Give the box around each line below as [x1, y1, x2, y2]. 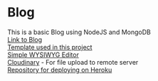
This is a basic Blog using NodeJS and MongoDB [7, 28, 151, 36]
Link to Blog [7, 35, 43, 43]
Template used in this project [7, 43, 93, 51]
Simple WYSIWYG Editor [7, 50, 80, 59]
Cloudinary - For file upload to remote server [7, 58, 139, 66]
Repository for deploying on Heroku [7, 65, 112, 74]
